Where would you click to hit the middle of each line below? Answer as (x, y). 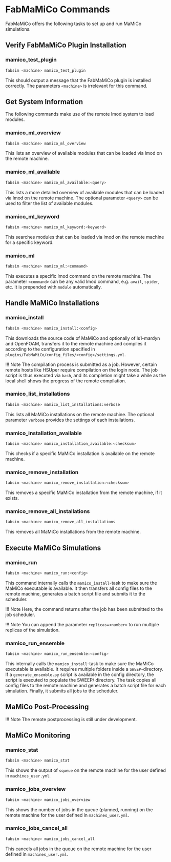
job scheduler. (20, 614)
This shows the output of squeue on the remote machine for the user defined (86, 770)
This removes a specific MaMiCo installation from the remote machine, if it (84, 492)
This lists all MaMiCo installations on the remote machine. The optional (80, 414)
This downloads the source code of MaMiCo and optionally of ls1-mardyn (83, 338)
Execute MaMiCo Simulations (53, 548)
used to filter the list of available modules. (49, 203)
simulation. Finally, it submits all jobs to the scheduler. (62, 691)
